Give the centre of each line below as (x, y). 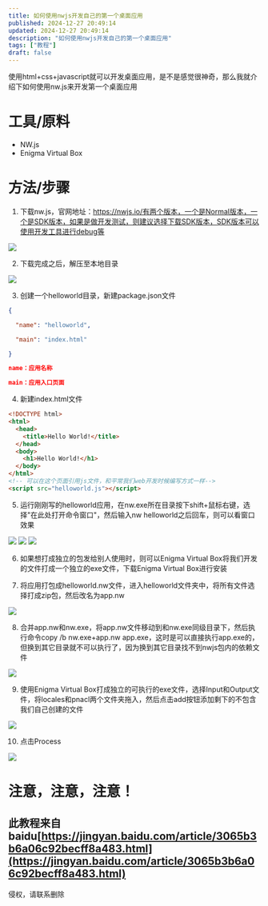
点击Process (40, 741)
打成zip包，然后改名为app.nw (76, 595)
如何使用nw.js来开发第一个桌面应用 (80, 86)
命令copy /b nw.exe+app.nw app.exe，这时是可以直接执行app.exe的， (143, 637)
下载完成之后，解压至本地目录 (69, 263)
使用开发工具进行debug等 (62, 231)
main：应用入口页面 (36, 383)
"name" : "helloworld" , (53, 325)
